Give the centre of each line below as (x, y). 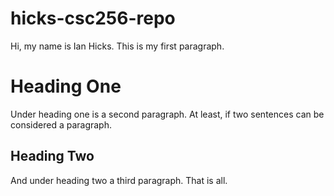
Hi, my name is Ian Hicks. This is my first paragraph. (117, 46)
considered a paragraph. (61, 124)
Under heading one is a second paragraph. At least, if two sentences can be (167, 114)
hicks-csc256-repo (93, 18)
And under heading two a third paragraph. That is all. (119, 180)
